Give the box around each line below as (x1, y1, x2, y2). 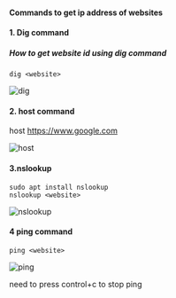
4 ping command (9, 226, 73, 237)
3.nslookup (9, 162, 52, 173)
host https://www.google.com (9, 125, 118, 137)
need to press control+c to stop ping (9, 278, 142, 289)
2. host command (9, 106, 75, 116)
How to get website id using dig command (9, 47, 167, 58)
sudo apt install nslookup (9, 183, 109, 192)
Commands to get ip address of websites (9, 7, 164, 18)
